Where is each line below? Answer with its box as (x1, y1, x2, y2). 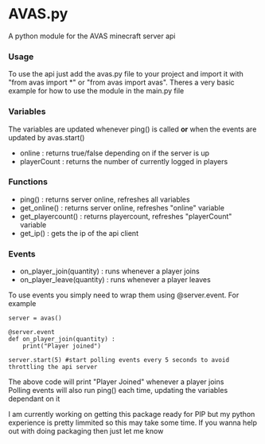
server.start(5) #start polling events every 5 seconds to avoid (8, 356, 229, 364)
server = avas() (8, 314, 62, 323)
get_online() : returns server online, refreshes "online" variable (19, 202, 225, 212)
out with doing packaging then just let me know (8, 426, 164, 436)
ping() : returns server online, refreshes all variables (19, 194, 190, 204)
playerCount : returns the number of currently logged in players (19, 156, 228, 166)
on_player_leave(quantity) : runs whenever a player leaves (19, 275, 211, 285)
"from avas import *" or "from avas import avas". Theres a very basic (8, 77, 235, 88)
